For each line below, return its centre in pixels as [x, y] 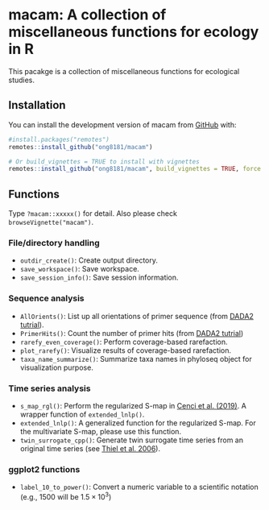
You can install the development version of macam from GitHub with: [122, 124]
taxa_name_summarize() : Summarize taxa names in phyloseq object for [136, 359]
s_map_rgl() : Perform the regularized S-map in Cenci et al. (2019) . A [133, 405]
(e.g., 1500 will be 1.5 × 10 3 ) [66, 496]
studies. [21, 80]
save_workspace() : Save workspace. [79, 269]
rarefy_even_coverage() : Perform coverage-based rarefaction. [124, 342]
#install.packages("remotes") [59, 139]
